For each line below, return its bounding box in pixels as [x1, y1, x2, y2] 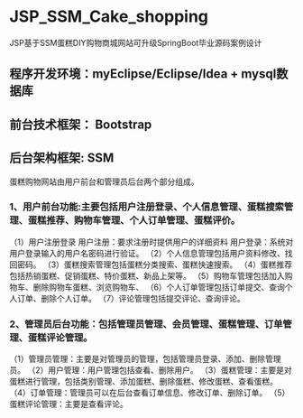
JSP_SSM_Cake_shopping [9, 6, 209, 27]
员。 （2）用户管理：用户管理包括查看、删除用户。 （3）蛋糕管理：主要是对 [9, 365, 293, 376]
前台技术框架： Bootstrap [9, 116, 152, 132]
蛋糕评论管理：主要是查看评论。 [9, 399, 128, 410]
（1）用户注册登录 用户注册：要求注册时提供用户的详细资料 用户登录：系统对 [9, 237, 294, 247]
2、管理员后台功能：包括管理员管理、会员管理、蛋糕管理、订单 [9, 318, 283, 330]
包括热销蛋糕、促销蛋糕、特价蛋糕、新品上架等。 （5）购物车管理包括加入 [9, 270, 286, 281]
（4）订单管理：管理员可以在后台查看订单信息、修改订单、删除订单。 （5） [9, 387, 290, 398]
